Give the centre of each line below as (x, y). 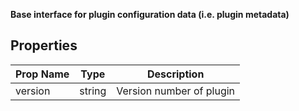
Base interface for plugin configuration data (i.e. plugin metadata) (150, 14)
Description (175, 74)
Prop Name (42, 74)
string (93, 91)
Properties (44, 45)
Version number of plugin (176, 91)
